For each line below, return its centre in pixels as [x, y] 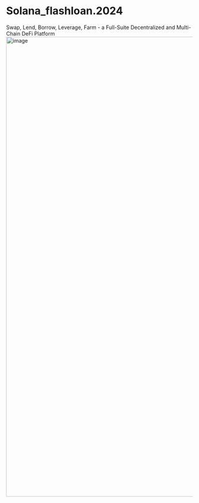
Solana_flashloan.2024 [65, 11]
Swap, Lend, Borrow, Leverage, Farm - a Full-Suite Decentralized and [91, 27]
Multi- [184, 27]
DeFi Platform [38, 33]
